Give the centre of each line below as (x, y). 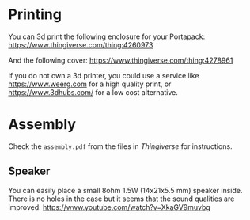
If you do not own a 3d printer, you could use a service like (104, 75)
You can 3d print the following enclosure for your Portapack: (107, 36)
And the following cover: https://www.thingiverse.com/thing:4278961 (121, 60)
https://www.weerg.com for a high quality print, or (90, 84)
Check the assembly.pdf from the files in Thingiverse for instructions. (120, 146)
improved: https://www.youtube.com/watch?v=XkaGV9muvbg (110, 207)
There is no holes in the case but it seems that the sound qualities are (121, 199)
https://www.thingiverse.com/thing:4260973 (81, 44)
